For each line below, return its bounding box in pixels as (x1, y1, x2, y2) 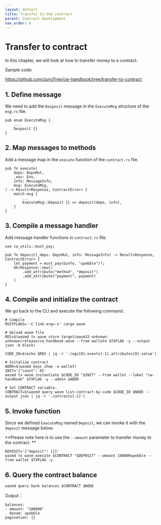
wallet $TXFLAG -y (15, 458, 53, 462)
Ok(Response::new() (14, 265, 53, 270)
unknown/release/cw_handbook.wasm (5, 339, 75, 344)
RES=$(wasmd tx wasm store (5, 334, 59, 340)
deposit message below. (5, 425, 54, 431)
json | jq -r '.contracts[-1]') (20, 394, 86, 399)
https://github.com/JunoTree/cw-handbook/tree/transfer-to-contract (5, 76, 142, 82)
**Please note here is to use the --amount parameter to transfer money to (5, 435, 151, 441)
